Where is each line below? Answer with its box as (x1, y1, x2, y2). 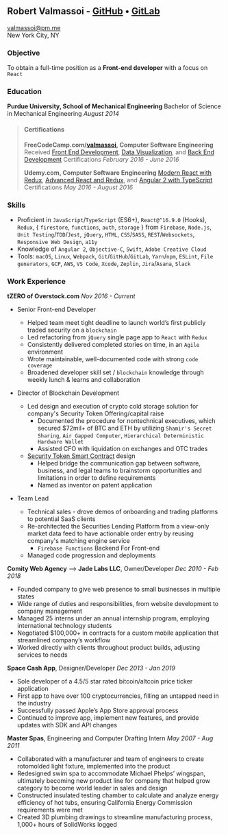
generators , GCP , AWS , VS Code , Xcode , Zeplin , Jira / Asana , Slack (16, 259, 191, 267)
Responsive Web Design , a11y (16, 237, 98, 245)
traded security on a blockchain (27, 326, 117, 335)
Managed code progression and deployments (27, 551, 156, 559)
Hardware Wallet (37, 439, 84, 446)
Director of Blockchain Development (16, 389, 120, 397)
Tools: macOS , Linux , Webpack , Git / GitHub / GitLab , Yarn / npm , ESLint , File (16, 252, 214, 260)
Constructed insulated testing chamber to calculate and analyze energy (16, 791, 219, 799)
